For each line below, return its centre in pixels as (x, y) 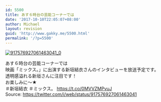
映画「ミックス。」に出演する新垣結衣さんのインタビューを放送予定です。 (82, 70)
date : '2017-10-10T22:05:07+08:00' (43, 19)
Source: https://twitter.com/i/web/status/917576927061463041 (71, 94)
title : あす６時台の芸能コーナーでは (40, 15)
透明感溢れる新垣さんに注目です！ (41, 76)
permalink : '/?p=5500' (29, 39)
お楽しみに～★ (21, 82)
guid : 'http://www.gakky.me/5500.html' (48, 33)
